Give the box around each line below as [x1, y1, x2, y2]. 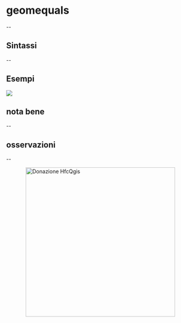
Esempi [6, 74, 35, 84]
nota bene [6, 106, 45, 116]
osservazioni [6, 140, 56, 150]
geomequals [6, 4, 70, 17]
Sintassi [6, 41, 37, 51]
